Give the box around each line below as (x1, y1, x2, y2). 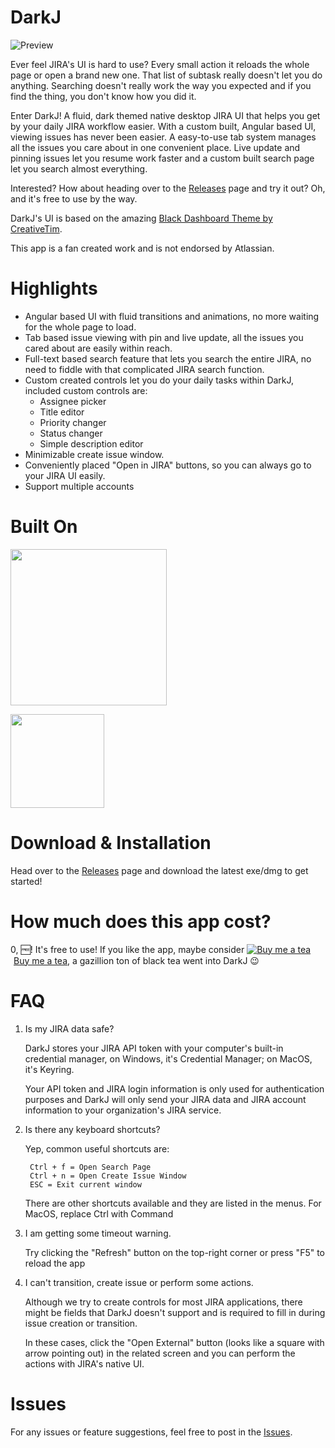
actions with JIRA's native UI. (24, 1357, 145, 1370)
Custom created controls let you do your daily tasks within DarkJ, (24, 374, 295, 386)
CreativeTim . (10, 222, 63, 235)
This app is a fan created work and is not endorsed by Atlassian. (10, 242, 275, 254)
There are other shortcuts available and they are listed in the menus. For (24, 1197, 322, 1209)
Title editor (39, 406, 85, 418)
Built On (10, 516, 78, 538)
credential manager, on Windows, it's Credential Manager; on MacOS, (24, 1052, 313, 1065)
